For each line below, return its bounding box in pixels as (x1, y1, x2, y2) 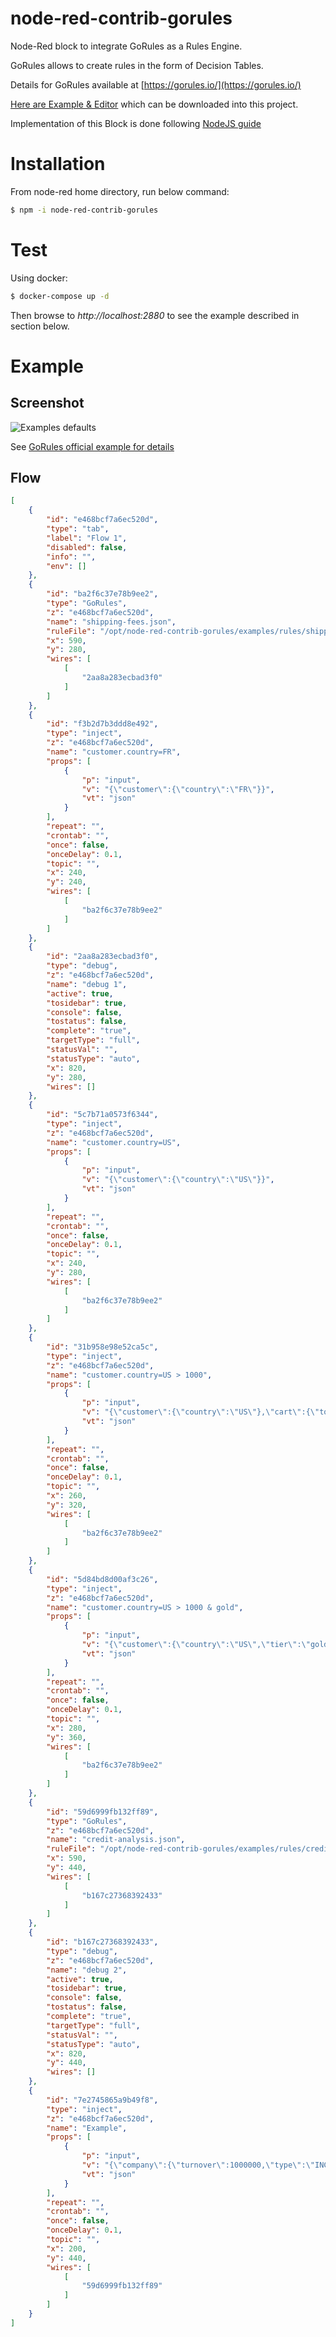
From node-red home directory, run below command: (10, 185, 230, 197)
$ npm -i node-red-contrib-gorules (10, 205, 159, 215)
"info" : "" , (46, 552, 97, 562)
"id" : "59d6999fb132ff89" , (46, 1807, 159, 1817)
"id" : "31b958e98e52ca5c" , (46, 1342, 159, 1352)
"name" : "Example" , (46, 2123, 128, 2133)
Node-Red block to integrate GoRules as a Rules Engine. (10, 40, 243, 52)
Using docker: (10, 272, 68, 284)
